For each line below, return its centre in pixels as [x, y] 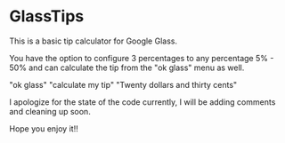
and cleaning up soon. [50, 111]
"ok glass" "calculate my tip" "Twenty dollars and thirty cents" [123, 84]
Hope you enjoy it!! [44, 128]
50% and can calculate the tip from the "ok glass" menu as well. [127, 68]
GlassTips [47, 16]
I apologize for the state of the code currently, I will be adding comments [142, 102]
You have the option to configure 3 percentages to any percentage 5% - [142, 58]
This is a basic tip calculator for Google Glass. [94, 41]
